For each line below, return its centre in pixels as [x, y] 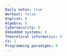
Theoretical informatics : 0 [34, 37]
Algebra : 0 [16, 23]
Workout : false [21, 14]
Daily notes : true [24, 9]
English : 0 [16, 19]
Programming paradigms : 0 [31, 46]
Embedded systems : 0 [26, 32]
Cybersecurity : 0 [23, 28]
